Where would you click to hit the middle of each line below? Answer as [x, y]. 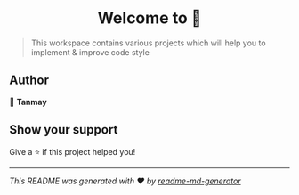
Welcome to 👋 [149, 18]
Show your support [64, 130]
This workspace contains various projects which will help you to [148, 43]
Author [29, 81]
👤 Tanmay [28, 102]
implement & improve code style [90, 52]
